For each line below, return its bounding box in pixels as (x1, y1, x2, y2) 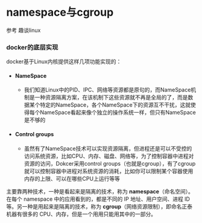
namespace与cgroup (6, 5, 114, 19)
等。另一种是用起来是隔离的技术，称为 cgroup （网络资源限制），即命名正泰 (6, 203, 193, 210)
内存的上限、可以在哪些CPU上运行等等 (24, 175, 121, 182)
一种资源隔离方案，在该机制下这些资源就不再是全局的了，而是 (34, 94, 188, 101)
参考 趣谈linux (6, 27, 41, 34)
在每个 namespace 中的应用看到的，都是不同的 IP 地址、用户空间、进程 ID (6, 195, 190, 203)
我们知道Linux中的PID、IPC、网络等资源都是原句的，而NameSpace (24, 86, 191, 93)
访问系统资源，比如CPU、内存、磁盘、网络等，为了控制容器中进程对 (24, 152, 194, 160)
